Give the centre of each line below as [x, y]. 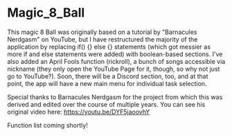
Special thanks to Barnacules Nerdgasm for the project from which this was [115, 97]
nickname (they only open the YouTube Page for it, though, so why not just [114, 69]
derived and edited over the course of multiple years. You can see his [106, 104]
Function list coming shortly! [47, 125]
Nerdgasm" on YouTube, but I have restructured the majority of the [102, 39]
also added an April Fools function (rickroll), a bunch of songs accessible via [116, 61]
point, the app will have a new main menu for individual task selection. [107, 83]
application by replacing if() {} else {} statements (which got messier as [109, 46]
